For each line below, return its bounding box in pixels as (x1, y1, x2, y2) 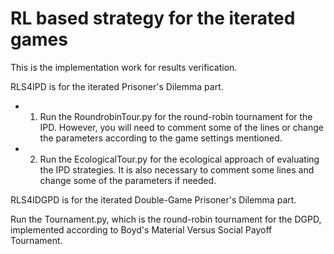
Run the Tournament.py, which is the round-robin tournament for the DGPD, (10, 213, 322, 225)
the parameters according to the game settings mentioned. (39, 132, 283, 144)
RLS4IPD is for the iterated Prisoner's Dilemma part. (10, 80, 224, 92)
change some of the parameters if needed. (39, 174, 217, 186)
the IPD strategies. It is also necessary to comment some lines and (39, 163, 315, 176)
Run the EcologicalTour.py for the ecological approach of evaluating (39, 153, 320, 165)
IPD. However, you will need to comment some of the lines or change (39, 121, 324, 133)
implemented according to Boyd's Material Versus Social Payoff (10, 223, 273, 236)
